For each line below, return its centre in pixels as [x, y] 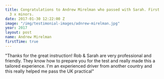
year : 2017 [16, 28]
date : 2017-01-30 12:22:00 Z [35, 19]
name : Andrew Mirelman [28, 37]
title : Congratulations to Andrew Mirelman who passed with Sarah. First [82, 10]
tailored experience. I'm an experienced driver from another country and [79, 66]
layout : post [18, 32]
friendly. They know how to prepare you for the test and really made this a [80, 61]
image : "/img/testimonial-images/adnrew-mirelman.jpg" [63, 23]
